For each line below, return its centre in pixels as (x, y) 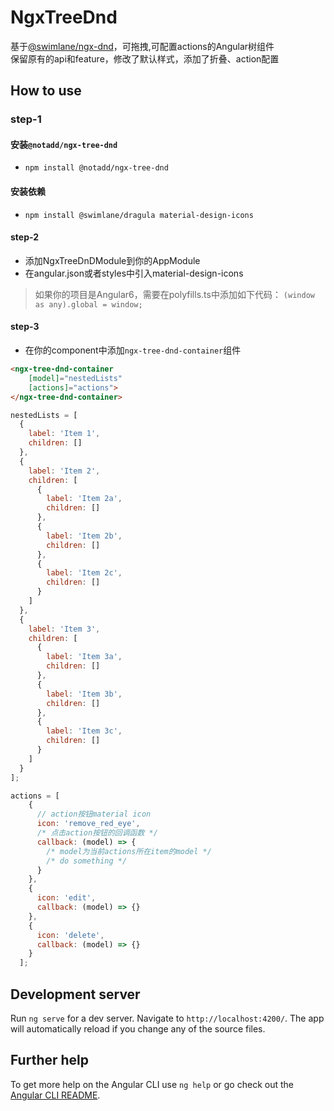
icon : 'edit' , (66, 898)
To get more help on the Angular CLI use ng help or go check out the (152, 1084)
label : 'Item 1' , (64, 434)
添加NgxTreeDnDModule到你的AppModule (112, 260)
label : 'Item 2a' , (84, 499)
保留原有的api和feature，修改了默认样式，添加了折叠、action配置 (145, 58)
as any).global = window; (88, 304)
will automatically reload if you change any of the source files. (138, 1029)
